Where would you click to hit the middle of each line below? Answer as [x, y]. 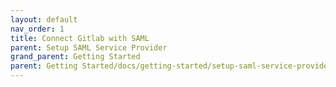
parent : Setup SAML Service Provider [89, 47]
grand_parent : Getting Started [75, 57]
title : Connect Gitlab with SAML [80, 38]
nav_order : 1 [37, 29]
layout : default [44, 19]
